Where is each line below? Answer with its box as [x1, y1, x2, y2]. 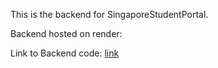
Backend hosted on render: [10, 28, 123, 39]
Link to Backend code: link [10, 47, 120, 59]
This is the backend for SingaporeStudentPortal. [10, 9, 209, 20]
